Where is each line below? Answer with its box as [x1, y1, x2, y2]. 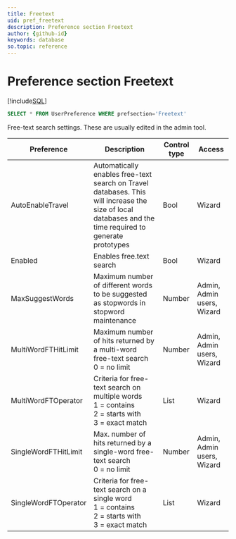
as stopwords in [93, 297, 146, 307]
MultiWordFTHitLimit [11, 345, 79, 354]
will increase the [93, 195, 147, 205]
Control [164, 140, 190, 149]
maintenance [93, 315, 137, 325]
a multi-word [93, 345, 137, 354]
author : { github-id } [7, 30, 68, 37]
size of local [93, 204, 133, 214]
